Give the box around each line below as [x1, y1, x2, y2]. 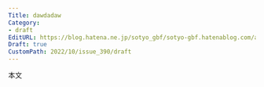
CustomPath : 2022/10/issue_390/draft [8, 48, 132, 56]
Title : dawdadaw [8, 11, 61, 20]
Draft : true [8, 41, 47, 49]
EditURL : [8, 33, 37, 42]
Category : [8, 19, 41, 27]
